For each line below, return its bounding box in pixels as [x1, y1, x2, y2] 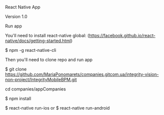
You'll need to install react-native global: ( [5, 33, 89, 38]
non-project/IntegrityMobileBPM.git [5, 77, 77, 82]
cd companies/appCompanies [5, 86, 66, 92]
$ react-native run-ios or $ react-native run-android [5, 105, 110, 111]
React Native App [5, 4, 41, 10]
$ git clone [5, 66, 27, 72]
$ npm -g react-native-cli [5, 47, 56, 53]
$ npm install [5, 95, 31, 101]
